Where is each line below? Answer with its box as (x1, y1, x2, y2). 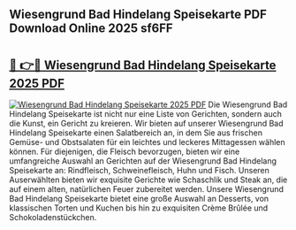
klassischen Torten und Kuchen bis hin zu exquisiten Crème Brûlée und (9, 203, 269, 213)
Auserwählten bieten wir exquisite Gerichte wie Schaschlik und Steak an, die (9, 174, 288, 185)
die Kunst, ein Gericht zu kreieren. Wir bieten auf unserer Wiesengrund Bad (9, 119, 285, 128)
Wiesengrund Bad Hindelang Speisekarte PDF (9, 7, 268, 22)
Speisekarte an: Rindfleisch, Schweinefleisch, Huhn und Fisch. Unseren (9, 165, 269, 175)
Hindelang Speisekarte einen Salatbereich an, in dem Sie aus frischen (9, 127, 263, 138)
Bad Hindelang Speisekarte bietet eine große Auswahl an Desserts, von (9, 194, 269, 203)
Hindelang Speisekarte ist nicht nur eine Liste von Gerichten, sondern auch (9, 109, 283, 119)
